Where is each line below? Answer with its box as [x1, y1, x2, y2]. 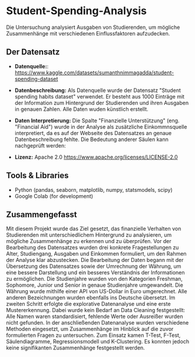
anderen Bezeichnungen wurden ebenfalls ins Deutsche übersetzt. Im [6, 294, 176, 302]
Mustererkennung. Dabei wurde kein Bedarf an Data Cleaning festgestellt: [6, 307, 186, 314]
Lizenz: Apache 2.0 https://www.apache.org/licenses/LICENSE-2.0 [14, 153, 178, 161]
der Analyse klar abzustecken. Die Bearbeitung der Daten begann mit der [6, 257, 184, 264]
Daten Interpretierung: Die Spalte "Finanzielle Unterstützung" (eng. [14, 117, 180, 124]
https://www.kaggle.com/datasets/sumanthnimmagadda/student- [14, 69, 174, 76]
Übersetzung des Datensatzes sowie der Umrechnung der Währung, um [6, 263, 181, 270]
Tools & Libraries [6, 171, 69, 181]
